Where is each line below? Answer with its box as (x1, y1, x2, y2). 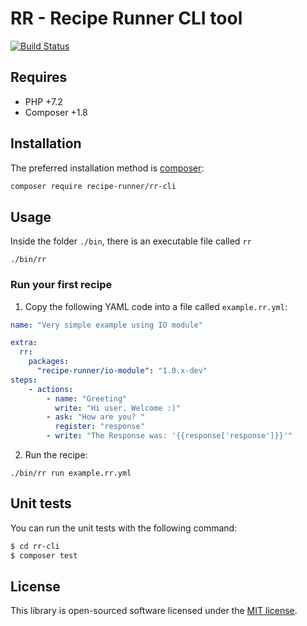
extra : (10, 338, 38, 348)
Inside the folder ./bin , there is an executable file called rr (10, 235, 252, 247)
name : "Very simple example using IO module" (10, 320, 203, 330)
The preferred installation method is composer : (10, 162, 205, 174)
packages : (28, 357, 70, 367)
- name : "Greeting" (46, 393, 128, 404)
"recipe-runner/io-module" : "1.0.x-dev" (36, 366, 208, 376)
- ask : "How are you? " (46, 412, 145, 422)
